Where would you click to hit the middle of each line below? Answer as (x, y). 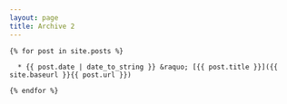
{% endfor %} (34, 90)
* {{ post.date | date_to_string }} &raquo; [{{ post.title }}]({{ (148, 67)
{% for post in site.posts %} (67, 51)
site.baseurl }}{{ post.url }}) (70, 75)
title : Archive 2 (42, 26)
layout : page (34, 18)
